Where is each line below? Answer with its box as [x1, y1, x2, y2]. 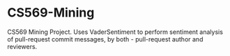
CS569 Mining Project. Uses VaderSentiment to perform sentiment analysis [7, 28, 223, 36]
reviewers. [7, 42, 38, 50]
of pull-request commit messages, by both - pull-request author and [7, 35, 204, 43]
